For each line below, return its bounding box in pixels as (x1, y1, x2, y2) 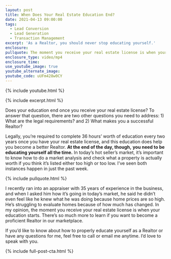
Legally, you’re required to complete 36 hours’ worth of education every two (5, 133, 165, 139)
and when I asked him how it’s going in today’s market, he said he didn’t (5, 190, 156, 197)
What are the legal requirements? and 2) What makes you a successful (5, 118, 154, 124)
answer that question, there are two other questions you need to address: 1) (5, 112, 164, 118)
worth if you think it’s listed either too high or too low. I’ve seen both (5, 160, 148, 166)
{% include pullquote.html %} (5, 175, 67, 181)
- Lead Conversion (10, 26, 49, 31)
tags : (5, 21, 17, 27)
